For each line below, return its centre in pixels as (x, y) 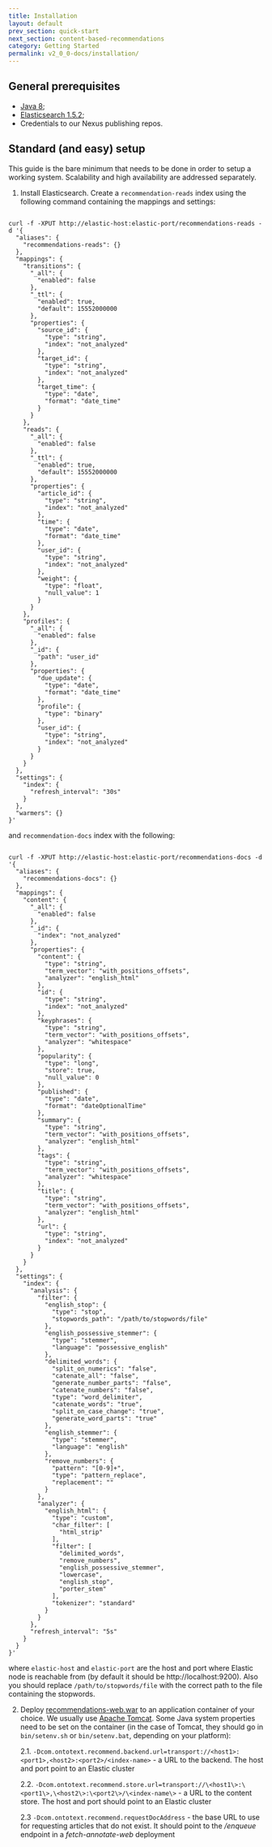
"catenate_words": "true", (97, 1404)
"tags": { (54, 1155)
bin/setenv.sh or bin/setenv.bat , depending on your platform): (125, 1735)
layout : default (36, 24)
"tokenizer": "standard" (93, 1603)
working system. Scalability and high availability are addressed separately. (132, 177)
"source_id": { (63, 330)
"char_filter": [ (81, 1525)
